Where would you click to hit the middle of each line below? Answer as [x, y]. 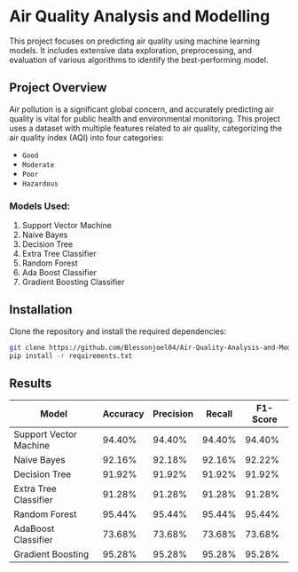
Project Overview [58, 87]
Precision [173, 414]
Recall [220, 414]
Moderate [38, 165]
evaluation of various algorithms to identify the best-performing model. [139, 60]
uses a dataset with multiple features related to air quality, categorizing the [145, 128]
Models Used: [40, 206]
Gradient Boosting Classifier [74, 282]
